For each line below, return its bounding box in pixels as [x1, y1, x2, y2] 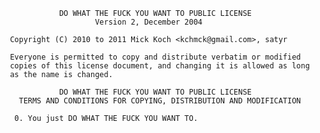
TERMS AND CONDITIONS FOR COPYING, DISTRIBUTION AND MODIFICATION [18, 96, 302, 106]
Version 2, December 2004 [94, 17, 203, 27]
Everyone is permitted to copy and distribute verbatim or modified [9, 52, 302, 62]
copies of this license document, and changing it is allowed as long [9, 61, 310, 71]
